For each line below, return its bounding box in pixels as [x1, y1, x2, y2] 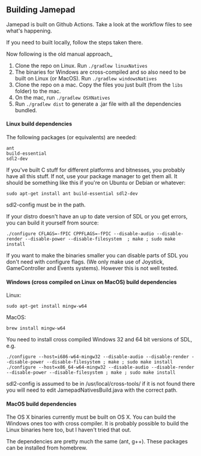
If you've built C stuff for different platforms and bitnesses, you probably [6, 166, 185, 173]
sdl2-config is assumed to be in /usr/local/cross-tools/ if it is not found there [6, 380, 195, 388]
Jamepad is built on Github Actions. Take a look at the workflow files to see [6, 20, 193, 28]
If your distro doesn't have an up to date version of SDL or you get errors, [6, 213, 188, 220]
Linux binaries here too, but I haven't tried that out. [6, 426, 131, 434]
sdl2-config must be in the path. [6, 201, 86, 209]
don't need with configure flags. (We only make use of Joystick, [6, 258, 164, 266]
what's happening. [6, 27, 52, 34]
